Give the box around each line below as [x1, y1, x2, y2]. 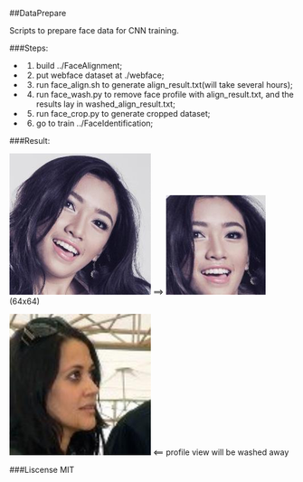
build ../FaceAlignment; [35, 61, 123, 71]
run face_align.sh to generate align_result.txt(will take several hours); [35, 80, 294, 90]
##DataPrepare [9, 8, 67, 18]
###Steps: [9, 43, 49, 53]
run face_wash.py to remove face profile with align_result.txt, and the [35, 90, 294, 99]
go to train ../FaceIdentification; [35, 118, 154, 128]
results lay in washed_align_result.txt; [35, 99, 176, 109]
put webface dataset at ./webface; [35, 70, 165, 80]
